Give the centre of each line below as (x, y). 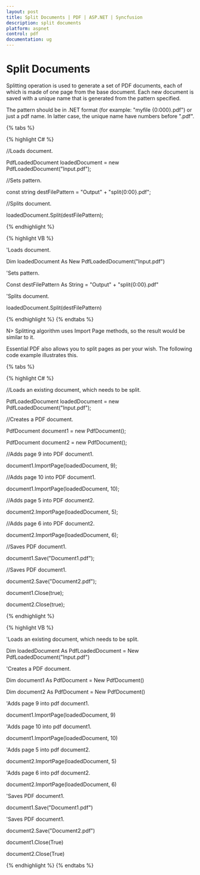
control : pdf (22, 34)
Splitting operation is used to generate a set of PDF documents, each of (94, 85)
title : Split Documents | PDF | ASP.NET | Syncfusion (75, 17)
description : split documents (44, 23)
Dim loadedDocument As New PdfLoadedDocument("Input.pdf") (86, 261)
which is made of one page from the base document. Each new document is (100, 92)
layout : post (22, 12)
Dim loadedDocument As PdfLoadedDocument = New (73, 650)
